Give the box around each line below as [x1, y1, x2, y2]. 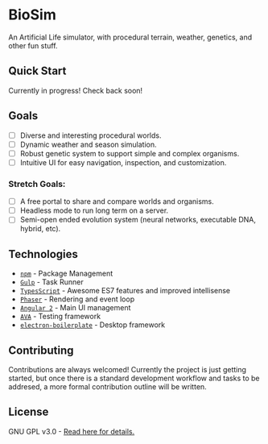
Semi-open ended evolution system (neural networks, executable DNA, [19, 215, 256, 225]
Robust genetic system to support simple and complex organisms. [19, 148, 240, 158]
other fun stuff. [8, 40, 58, 50]
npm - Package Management [19, 268, 113, 279]
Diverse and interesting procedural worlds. [19, 131, 163, 140]
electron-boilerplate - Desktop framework [19, 320, 166, 330]
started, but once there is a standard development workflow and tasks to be [8, 373, 260, 383]
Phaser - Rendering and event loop [19, 294, 135, 304]
